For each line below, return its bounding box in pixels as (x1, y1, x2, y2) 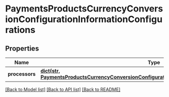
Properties (5, 44, 39, 52)
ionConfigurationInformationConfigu (5, 13, 162, 25)
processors (8, 70, 36, 77)
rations (5, 24, 36, 35)
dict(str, (40, 67, 60, 74)
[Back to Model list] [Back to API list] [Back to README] (5, 86, 121, 92)
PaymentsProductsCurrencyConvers (5, 3, 163, 14)
